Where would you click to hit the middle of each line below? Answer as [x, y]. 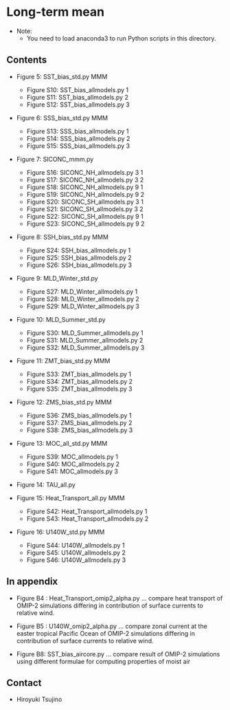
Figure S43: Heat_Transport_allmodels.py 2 [88, 518]
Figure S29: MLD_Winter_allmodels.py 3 [83, 306]
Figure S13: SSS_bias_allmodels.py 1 [78, 131]
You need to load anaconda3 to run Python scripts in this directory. [121, 38]
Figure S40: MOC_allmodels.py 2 [73, 464]
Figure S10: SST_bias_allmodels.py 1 [77, 89]
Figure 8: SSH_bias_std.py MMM [62, 237]
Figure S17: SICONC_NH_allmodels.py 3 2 [85, 180]
